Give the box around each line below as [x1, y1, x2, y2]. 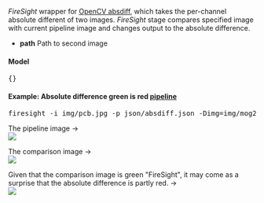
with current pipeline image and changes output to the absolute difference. [8, 24, 251, 32]
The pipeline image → [8, 124, 79, 133]
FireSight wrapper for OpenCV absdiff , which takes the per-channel [8, 7, 227, 16]
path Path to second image [19, 39, 108, 48]
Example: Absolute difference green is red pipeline [8, 91, 177, 101]
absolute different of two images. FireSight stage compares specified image [8, 15, 254, 24]
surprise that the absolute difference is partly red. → [8, 179, 178, 188]
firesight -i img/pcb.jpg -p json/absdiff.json [8, 109, 195, 118]
